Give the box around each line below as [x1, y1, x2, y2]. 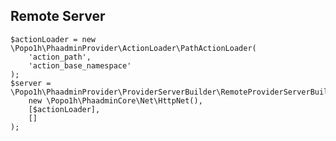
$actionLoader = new [10, 34, 97, 44]
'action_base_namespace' [28, 60, 132, 71]
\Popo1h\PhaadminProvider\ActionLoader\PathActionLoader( [10, 43, 257, 53]
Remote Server [10, 8, 106, 25]
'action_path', [28, 52, 92, 62]
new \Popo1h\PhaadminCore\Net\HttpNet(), [28, 95, 203, 106]
